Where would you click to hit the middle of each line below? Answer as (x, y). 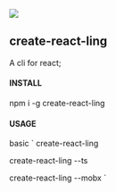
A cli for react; (35, 63)
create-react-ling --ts (49, 161)
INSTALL (26, 83)
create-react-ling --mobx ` (58, 178)
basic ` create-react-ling (54, 144)
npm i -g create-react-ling (57, 104)
